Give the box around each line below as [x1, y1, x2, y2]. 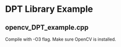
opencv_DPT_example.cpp [5, 23, 89, 32]
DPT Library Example [5, 3, 93, 15]
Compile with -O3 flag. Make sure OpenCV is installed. [5, 36, 116, 42]
